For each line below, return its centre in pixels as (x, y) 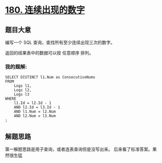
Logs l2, (23, 90)
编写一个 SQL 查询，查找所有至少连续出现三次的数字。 (60, 42)
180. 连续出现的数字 (45, 10)
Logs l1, (23, 86)
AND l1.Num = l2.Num (35, 112)
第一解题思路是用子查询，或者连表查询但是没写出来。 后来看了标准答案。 (79, 149)
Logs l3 (22, 95)
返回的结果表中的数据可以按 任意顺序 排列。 (49, 53)
